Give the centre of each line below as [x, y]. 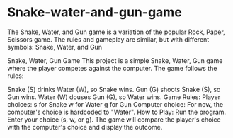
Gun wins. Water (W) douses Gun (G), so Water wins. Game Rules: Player [114, 97]
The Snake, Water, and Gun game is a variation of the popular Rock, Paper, [116, 32]
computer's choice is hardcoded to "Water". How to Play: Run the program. [117, 112]
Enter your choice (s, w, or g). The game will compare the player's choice [114, 119]
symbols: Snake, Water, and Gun [55, 47]
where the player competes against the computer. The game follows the [112, 68]
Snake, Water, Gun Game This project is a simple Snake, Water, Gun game [115, 60]
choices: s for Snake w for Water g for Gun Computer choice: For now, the [115, 104]
